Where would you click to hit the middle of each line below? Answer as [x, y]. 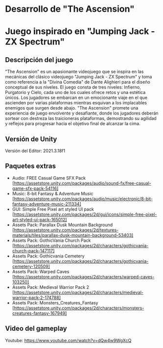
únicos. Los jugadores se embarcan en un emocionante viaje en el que [76, 98]
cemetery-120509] [31, 266]
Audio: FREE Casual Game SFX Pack [49, 178]
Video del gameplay [36, 329]
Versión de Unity [31, 139]
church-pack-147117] [33, 251]
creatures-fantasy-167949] [39, 313]
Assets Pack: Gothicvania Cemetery [48, 256]
